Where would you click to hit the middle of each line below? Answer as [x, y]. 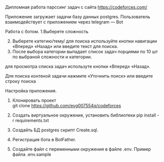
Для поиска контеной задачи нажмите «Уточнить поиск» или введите [79, 76]
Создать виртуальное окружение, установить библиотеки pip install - [86, 115]
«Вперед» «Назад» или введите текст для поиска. [65, 46]
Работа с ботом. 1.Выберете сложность [47, 31]
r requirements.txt [31, 120]
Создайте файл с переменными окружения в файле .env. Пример [82, 149]
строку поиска [20, 81]
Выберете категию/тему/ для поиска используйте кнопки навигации [84, 41]
